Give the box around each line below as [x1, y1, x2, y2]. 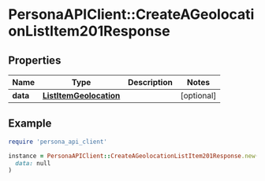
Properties [8, 54, 62, 67]
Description [127, 77, 174, 87]
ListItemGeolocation [42, 90, 121, 101]
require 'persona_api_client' [8, 138, 108, 146]
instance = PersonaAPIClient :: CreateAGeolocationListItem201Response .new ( [8, 152, 259, 160]
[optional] [180, 90, 217, 101]
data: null [15, 159, 51, 167]
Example [8, 116, 52, 131]
